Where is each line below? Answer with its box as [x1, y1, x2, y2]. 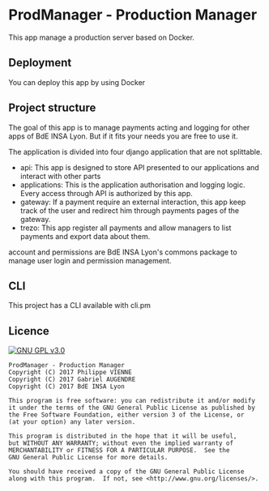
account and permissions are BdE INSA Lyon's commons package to [8, 247, 237, 257]
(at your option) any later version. [8, 418, 136, 426]
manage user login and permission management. [8, 255, 172, 265]
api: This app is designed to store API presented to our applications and [19, 162, 259, 172]
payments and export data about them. [19, 231, 151, 241]
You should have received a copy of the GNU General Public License [8, 468, 245, 476]
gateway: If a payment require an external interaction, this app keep [19, 197, 246, 207]
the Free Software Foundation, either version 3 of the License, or [8, 411, 245, 419]
